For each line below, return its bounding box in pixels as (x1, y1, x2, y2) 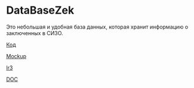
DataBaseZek (6, 4, 75, 17)
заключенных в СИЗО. (6, 29, 64, 36)
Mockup (6, 52, 27, 59)
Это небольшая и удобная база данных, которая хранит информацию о (6, 23, 189, 30)
